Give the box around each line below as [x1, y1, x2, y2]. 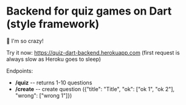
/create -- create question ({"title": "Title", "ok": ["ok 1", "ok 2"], [15, 85, 175, 92]
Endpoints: [6, 67, 33, 74]
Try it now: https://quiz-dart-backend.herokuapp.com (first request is [6, 49, 181, 56]
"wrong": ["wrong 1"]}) [15, 92, 72, 99]
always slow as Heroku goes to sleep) [6, 55, 102, 63]
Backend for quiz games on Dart [6, 4, 172, 18]
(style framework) [6, 17, 100, 31]
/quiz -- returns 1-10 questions [15, 79, 92, 86]
